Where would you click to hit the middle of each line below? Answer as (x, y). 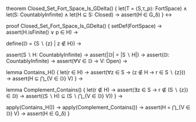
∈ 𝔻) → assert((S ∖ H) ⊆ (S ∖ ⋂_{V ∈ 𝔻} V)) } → (64, 96)
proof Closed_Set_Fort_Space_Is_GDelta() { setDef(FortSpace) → (84, 26)
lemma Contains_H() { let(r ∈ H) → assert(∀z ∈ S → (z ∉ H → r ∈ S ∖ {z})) (96, 72)
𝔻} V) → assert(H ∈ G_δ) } (38, 114)
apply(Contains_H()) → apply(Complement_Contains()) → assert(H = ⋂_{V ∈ (98, 107)
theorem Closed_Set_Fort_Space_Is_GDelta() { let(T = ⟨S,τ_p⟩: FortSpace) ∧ (97, 8)
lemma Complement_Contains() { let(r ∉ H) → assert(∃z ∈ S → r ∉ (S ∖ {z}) (97, 90)
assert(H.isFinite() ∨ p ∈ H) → (42, 32)
